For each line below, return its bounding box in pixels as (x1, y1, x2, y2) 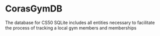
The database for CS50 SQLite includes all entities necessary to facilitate (5, 19, 155, 25)
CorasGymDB (5, 3, 63, 14)
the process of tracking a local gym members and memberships (5, 24, 137, 30)
